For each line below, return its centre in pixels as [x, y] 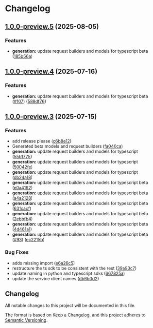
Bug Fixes [17, 252]
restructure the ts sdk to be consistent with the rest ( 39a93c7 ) [74, 268]
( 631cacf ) [22, 208]
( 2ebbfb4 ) [22, 219]
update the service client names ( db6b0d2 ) [55, 278]
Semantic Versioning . [26, 320]
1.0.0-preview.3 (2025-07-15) [51, 116]
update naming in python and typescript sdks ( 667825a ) [68, 273]
